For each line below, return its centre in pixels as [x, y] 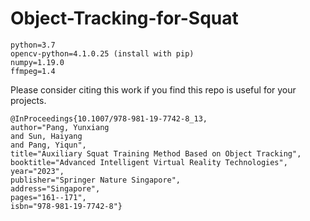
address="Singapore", [55, 188]
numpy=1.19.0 [37, 62]
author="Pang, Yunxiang [60, 127]
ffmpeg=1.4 [33, 71]
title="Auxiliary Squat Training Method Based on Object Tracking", [156, 153]
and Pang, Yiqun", [48, 145]
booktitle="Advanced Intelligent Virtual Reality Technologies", [149, 162]
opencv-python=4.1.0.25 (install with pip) [102, 53]
